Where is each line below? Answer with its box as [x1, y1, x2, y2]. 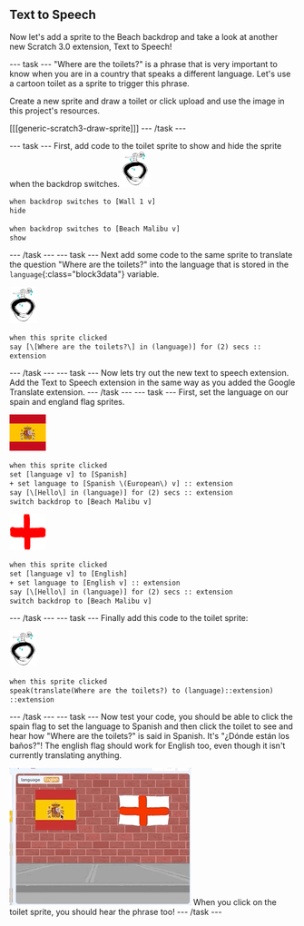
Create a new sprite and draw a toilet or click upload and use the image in [9, 95, 285, 106]
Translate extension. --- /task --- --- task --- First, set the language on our [9, 386, 289, 398]
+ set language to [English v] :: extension [9, 578, 181, 587]
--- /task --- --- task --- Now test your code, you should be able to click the [9, 711, 293, 722]
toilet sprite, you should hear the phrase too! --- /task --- [9, 906, 222, 917]
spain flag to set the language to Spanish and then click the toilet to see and [9, 721, 293, 732]
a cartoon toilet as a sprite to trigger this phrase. [9, 77, 191, 89]
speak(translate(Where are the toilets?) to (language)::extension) [9, 685, 274, 695]
